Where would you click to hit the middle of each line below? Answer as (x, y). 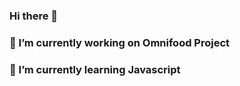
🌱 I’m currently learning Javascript (95, 69)
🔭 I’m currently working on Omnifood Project (120, 42)
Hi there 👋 (34, 16)
